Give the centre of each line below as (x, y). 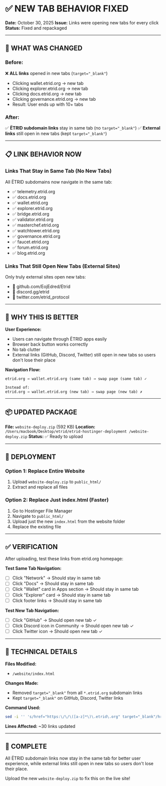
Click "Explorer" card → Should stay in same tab (61, 595)
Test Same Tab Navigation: (33, 569)
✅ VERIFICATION (31, 547)
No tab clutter (26, 349)
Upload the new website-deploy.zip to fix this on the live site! (68, 779)
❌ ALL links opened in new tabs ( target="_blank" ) (56, 73)
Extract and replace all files (40, 487)
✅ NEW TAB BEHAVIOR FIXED (67, 9)
